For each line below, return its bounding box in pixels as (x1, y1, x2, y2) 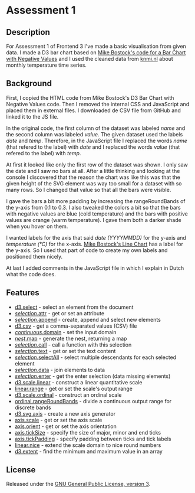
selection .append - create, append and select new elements (14, 316, 161, 323)
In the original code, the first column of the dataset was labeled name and (6, 125, 186, 132)
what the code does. (6, 270, 56, 277)
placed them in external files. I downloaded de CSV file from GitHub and (6, 107, 181, 114)
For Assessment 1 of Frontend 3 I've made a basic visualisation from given (6, 43, 187, 50)
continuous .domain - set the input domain (14, 328, 117, 335)
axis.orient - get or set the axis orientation (14, 423, 117, 430)
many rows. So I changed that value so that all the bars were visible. (6, 186, 171, 193)
